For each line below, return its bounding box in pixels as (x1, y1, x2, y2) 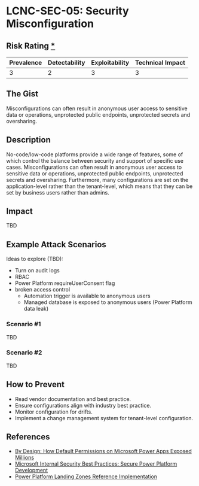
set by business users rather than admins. (6, 189, 109, 196)
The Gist (6, 89, 39, 99)
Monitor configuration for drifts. (14, 408, 93, 415)
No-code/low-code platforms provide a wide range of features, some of (6, 151, 183, 158)
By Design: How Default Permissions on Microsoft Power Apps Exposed (14, 448, 192, 455)
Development (14, 467, 48, 474)
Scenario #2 (6, 348, 42, 357)
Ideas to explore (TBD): (6, 256, 64, 263)
